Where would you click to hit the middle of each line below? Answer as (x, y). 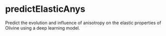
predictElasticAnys (45, 9)
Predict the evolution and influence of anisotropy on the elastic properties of (83, 23)
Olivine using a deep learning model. (43, 28)
